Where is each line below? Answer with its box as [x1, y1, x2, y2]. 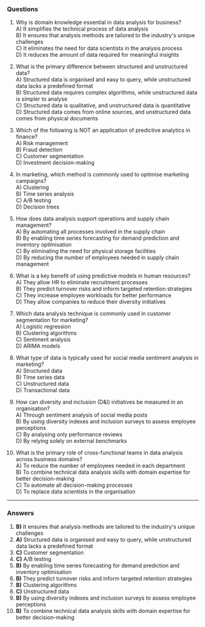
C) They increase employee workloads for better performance [15, 292, 172, 299]
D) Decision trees [15, 203, 60, 210]
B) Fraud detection [15, 146, 63, 154]
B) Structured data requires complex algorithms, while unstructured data [15, 89, 198, 96]
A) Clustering [15, 184, 49, 191]
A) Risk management [15, 140, 69, 147]
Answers [7, 509, 34, 517]
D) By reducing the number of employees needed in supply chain [15, 254, 179, 261]
